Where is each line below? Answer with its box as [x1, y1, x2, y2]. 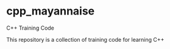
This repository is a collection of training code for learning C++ [6, 36, 165, 43]
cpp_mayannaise [6, 4, 95, 18]
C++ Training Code [6, 24, 55, 31]
